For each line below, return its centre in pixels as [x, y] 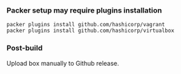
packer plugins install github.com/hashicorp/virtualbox [90, 31]
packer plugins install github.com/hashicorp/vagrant [86, 25]
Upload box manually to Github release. [63, 63]
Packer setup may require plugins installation [84, 10]
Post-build [25, 48]
